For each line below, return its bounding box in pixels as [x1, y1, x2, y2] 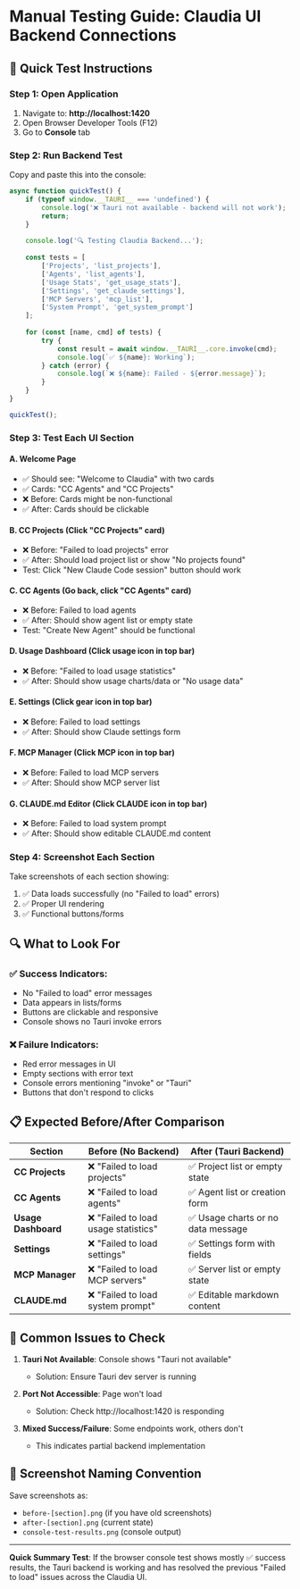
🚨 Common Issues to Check [9, 1330, 166, 1345]
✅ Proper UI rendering [21, 899, 104, 909]
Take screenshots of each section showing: [9, 871, 170, 882]
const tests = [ [25, 253, 87, 263]
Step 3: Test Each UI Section [9, 431, 135, 444]
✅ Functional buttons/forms [21, 908, 125, 919]
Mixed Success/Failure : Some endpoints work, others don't [21, 1423, 244, 1434]
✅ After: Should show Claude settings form [21, 726, 181, 737]
